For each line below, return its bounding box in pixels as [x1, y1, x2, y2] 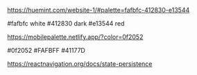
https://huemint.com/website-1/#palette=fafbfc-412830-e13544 [7, 6, 190, 14]
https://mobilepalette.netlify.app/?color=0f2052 [7, 33, 144, 41]
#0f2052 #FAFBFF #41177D [7, 47, 85, 54]
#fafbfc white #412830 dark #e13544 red [7, 19, 125, 27]
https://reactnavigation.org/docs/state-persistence [7, 60, 153, 68]
